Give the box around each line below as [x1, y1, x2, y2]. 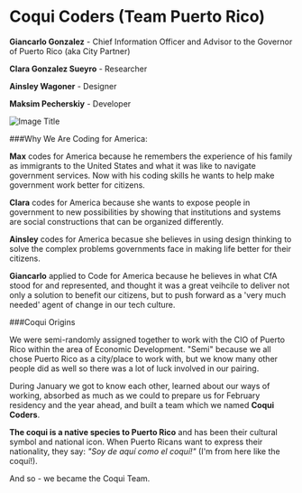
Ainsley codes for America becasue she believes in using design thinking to [9, 233, 292, 245]
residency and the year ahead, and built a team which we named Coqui [9, 399, 275, 410]
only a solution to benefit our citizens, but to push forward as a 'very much [9, 289, 287, 300]
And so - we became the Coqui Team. [9, 472, 151, 484]
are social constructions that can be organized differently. [9, 216, 224, 227]
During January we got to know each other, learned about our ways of [9, 380, 270, 391]
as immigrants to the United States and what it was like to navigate [9, 160, 257, 171]
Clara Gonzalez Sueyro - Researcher [9, 63, 148, 74]
